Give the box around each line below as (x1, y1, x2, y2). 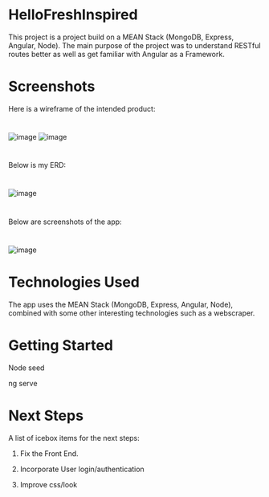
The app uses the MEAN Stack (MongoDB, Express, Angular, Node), (8, 299, 234, 309)
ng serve (8, 378, 38, 388)
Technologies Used (8, 273, 141, 291)
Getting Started (8, 336, 114, 354)
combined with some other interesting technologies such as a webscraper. (8, 308, 255, 318)
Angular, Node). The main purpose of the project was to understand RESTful (8, 40, 261, 50)
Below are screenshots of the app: (8, 217, 122, 226)
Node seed (8, 363, 45, 373)
